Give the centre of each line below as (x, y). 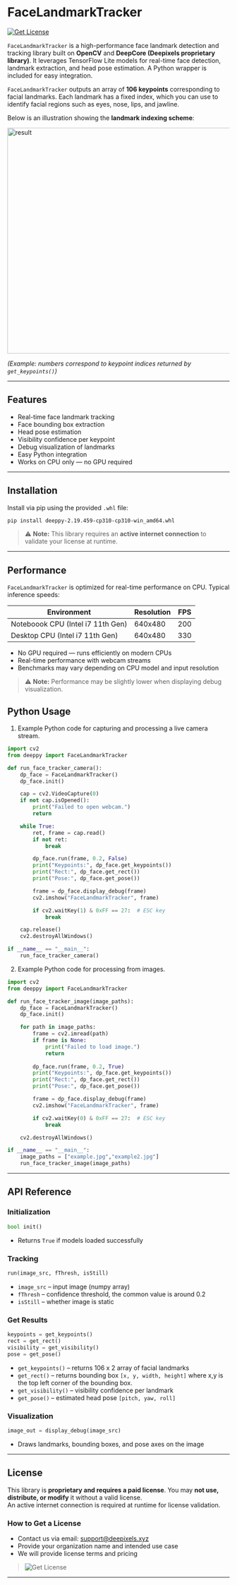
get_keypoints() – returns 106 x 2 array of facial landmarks (103, 1368)
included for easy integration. (50, 76)
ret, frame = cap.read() (69, 833)
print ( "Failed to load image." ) (92, 1047)
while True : (37, 826)
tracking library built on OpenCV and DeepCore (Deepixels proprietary (111, 53)
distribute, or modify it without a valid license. (75, 1497)
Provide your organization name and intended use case (98, 1545)
